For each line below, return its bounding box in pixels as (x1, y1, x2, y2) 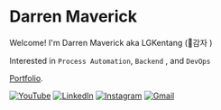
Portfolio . (9, 72, 43, 83)
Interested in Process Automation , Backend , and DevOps (9, 55, 211, 66)
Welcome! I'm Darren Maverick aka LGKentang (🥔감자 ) (9, 37, 213, 48)
